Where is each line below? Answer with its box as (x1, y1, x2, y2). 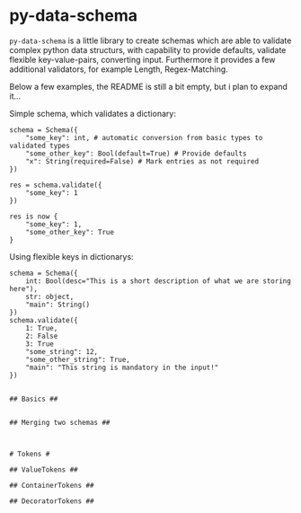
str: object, (25, 292, 75, 301)
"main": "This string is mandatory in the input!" (25, 363, 219, 372)
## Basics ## (9, 394, 58, 403)
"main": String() (25, 300, 91, 309)
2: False (25, 332, 58, 341)
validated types (9, 141, 70, 150)
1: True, (25, 323, 58, 332)
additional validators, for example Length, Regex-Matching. (9, 64, 229, 75)
